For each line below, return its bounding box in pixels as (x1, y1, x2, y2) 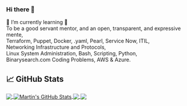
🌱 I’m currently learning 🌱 (6, 19, 68, 26)
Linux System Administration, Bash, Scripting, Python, (6, 50, 138, 57)
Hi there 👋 (6, 5, 36, 14)
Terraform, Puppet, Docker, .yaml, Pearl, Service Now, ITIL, (6, 38, 150, 45)
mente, (6, 31, 24, 38)
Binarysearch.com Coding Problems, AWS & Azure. (6, 56, 131, 64)
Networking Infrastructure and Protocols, (6, 44, 107, 51)
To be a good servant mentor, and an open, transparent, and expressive (6, 25, 181, 32)
